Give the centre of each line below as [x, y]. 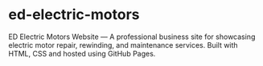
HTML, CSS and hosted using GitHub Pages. [82, 53]
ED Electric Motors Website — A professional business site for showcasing [132, 37]
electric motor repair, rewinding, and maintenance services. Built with [123, 45]
